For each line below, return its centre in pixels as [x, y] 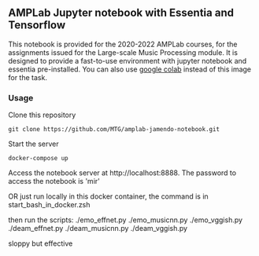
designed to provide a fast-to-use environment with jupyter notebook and [128, 60]
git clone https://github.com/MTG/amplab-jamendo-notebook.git [114, 130]
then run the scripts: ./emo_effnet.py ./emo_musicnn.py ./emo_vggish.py [125, 220]
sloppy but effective [41, 243]
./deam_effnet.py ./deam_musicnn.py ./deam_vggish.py [98, 229]
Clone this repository [42, 115]
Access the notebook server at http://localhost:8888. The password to [122, 173]
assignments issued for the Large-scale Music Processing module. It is [123, 52]
